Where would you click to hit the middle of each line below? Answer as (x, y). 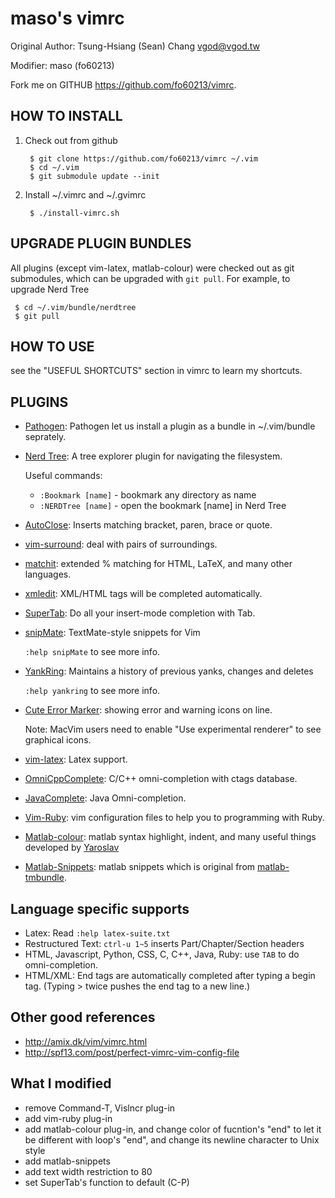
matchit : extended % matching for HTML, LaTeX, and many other (158, 564)
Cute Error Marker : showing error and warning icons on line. (148, 710)
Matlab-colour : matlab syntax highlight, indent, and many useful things (170, 837)
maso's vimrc (67, 18)
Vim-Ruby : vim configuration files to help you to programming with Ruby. (174, 818)
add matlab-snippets (67, 1161)
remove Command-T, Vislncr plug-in (100, 1108)
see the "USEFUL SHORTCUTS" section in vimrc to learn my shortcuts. (156, 371)
